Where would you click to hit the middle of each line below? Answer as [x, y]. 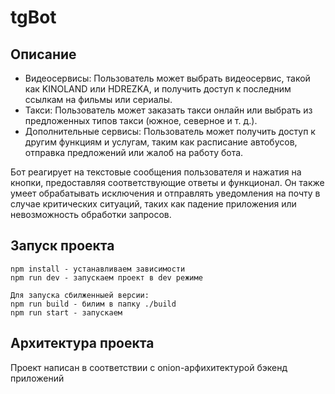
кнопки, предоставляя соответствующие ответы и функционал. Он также [167, 182]
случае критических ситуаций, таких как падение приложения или [153, 204]
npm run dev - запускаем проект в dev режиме [106, 277]
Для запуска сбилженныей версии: [80, 295]
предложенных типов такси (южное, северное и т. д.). [141, 120]
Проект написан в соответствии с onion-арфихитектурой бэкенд [149, 367]
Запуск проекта [62, 246]
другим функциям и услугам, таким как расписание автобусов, [161, 142]
